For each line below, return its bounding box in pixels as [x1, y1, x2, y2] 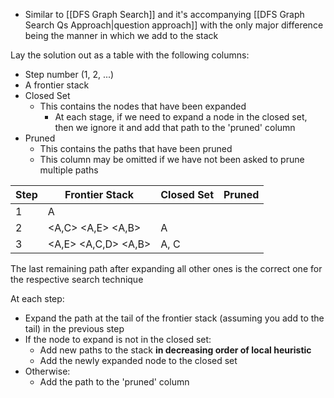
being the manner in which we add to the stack [24, 30, 219, 41]
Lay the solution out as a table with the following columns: [10, 49, 250, 61]
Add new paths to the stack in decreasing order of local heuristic [39, 344, 312, 356]
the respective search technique [10, 274, 144, 285]
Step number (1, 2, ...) [24, 69, 115, 80]
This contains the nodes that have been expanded [39, 100, 247, 112]
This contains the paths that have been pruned [39, 143, 233, 154]
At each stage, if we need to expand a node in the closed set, [54, 111, 308, 123]
